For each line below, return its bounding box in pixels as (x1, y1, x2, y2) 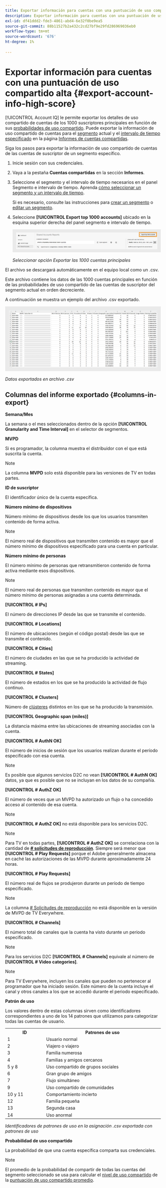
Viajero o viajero (46, 1043, 79, 1049)
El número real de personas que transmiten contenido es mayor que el (5, 587, 148, 593)
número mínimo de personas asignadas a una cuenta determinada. (5, 592, 141, 598)
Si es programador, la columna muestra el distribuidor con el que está (5, 446, 147, 452)
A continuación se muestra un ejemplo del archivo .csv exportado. (5, 297, 140, 303)
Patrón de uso (5, 998, 35, 1004)
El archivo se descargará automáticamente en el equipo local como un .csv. (5, 267, 159, 273)
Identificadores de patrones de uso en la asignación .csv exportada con (5, 1123, 153, 1129)
